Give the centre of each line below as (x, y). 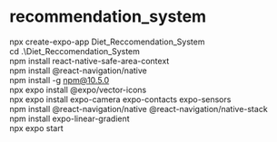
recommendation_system (108, 17)
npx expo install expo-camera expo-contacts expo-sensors (120, 99)
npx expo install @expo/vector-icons (78, 90)
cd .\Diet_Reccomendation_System (75, 51)
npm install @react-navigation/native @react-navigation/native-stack (138, 109)
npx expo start (36, 128)
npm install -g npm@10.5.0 (59, 80)
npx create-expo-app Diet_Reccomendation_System (107, 42)
